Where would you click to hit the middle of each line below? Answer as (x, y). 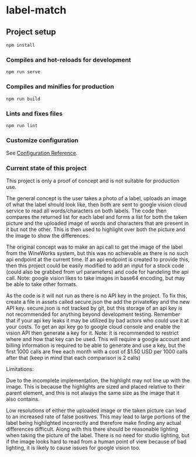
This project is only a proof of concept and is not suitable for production (93, 181)
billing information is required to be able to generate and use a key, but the (96, 345)
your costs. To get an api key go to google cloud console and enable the (93, 327)
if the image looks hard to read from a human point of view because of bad (96, 442)
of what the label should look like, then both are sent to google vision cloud (97, 205)
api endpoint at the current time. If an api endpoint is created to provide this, (98, 260)
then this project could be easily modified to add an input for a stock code (95, 266)
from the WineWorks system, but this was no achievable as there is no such (97, 253)
